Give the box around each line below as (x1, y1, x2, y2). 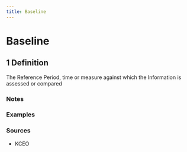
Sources (6, 126, 31, 135)
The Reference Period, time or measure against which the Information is (6, 74, 182, 81)
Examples (6, 110, 36, 119)
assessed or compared (6, 80, 62, 87)
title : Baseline (6, 8, 46, 15)
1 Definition (6, 58, 49, 68)
